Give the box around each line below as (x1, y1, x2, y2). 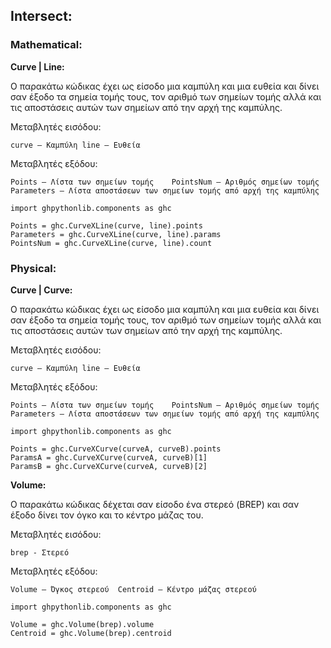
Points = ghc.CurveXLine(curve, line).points (10, 220, 203, 231)
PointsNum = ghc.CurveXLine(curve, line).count (10, 238, 213, 248)
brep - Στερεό (10, 547, 70, 558)
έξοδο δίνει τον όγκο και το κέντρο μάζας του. (10, 509, 204, 521)
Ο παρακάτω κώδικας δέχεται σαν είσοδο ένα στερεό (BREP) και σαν (10, 498, 300, 510)
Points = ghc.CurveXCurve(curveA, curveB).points (10, 444, 222, 454)
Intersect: (10, 8, 73, 25)
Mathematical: (10, 38, 83, 52)
